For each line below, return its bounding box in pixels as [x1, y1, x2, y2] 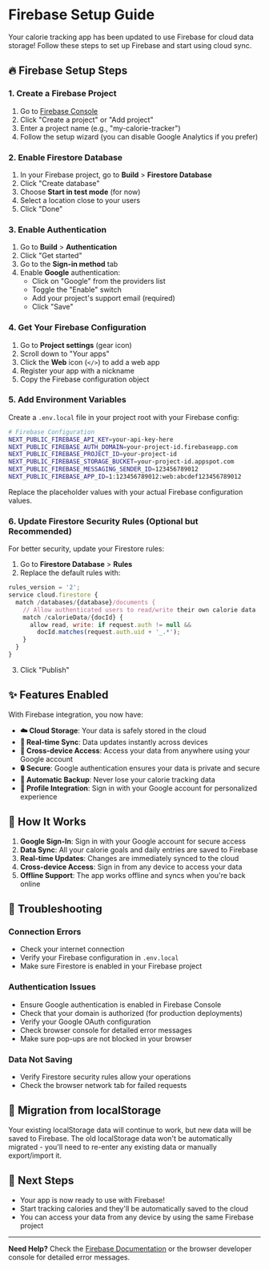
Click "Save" [31, 302, 74, 312]
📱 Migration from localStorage [8, 1104, 162, 1118]
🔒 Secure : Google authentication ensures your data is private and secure [19, 763, 260, 773]
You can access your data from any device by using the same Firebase [19, 1212, 255, 1222]
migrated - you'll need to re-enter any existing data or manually [8, 1142, 218, 1151]
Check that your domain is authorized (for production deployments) [19, 1008, 243, 1017]
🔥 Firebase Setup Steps [8, 64, 128, 78]
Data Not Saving [8, 1054, 73, 1065]
